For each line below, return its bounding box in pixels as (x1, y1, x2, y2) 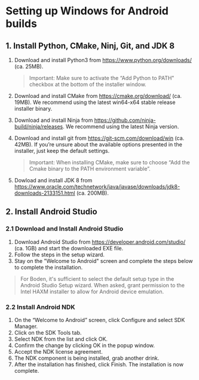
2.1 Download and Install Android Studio (5, 225, 124, 233)
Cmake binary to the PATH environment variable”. (29, 166, 151, 172)
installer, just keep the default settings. (14, 148, 110, 154)
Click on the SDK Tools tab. (14, 329, 82, 336)
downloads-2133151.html (14, 189, 75, 197)
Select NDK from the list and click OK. (14, 335, 108, 342)
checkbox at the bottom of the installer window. (29, 81, 147, 88)
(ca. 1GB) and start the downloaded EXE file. (14, 244, 124, 252)
